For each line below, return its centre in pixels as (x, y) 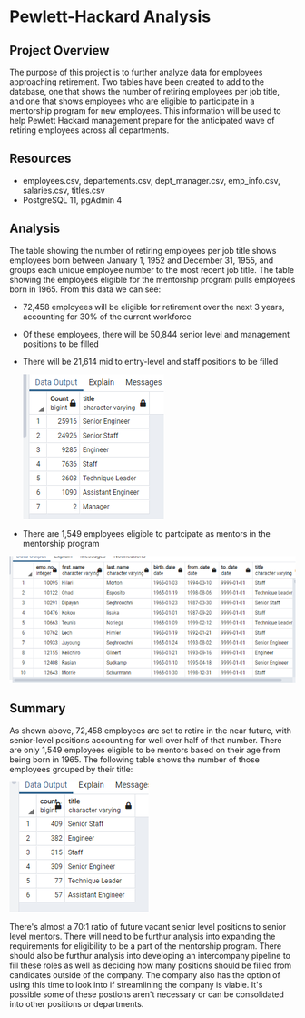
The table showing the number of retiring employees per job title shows (143, 250)
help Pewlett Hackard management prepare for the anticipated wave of (142, 121)
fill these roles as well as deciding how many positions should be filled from (151, 965)
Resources (40, 159)
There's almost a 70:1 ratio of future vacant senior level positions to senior (148, 926)
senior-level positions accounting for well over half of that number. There (146, 740)
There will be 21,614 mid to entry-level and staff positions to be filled (150, 361)
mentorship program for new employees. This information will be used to (145, 111)
